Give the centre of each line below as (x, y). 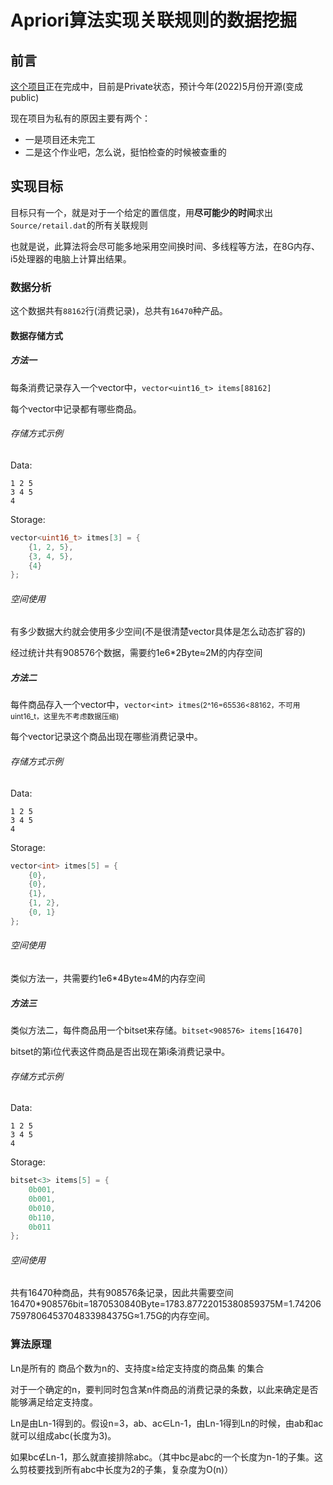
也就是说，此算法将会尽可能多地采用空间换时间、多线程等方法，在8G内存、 (165, 246)
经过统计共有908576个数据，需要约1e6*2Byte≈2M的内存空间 (136, 653)
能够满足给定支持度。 (54, 1402)
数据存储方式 (36, 335)
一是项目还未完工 (60, 139)
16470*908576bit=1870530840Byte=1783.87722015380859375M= (150, 1304)
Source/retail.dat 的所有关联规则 (79, 225)
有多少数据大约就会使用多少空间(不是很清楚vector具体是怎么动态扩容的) (158, 632)
